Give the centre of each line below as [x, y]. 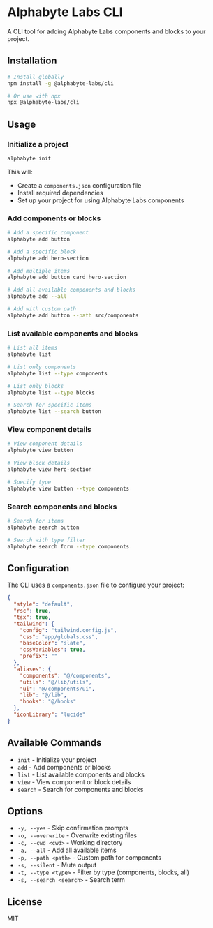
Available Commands [54, 743]
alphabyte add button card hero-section [67, 277]
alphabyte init [29, 158]
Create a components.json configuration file [79, 185]
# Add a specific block [42, 252]
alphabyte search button [43, 527]
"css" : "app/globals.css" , [59, 637]
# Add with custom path [42, 309]
